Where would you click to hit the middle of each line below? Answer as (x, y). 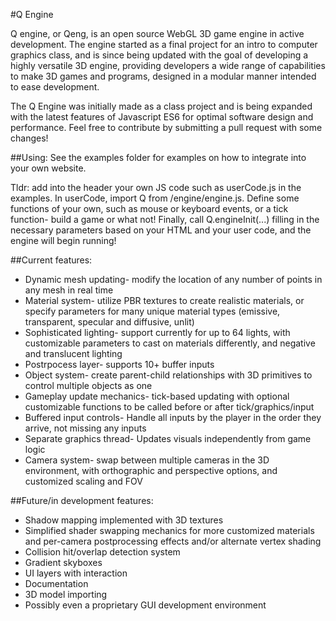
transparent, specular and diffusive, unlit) (109, 322)
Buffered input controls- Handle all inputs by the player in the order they (173, 417)
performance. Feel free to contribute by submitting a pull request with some (166, 127)
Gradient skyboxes (63, 562)
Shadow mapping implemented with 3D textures (124, 520)
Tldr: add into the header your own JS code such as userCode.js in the (156, 187)
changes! (29, 138)
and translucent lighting (73, 353)
